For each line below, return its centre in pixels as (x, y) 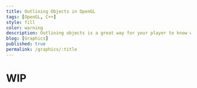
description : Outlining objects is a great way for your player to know (97, 33)
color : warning (25, 28)
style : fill (21, 22)
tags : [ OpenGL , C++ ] (31, 17)
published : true (26, 44)
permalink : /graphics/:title (42, 50)
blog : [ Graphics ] (27, 38)
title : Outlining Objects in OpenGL (51, 11)
